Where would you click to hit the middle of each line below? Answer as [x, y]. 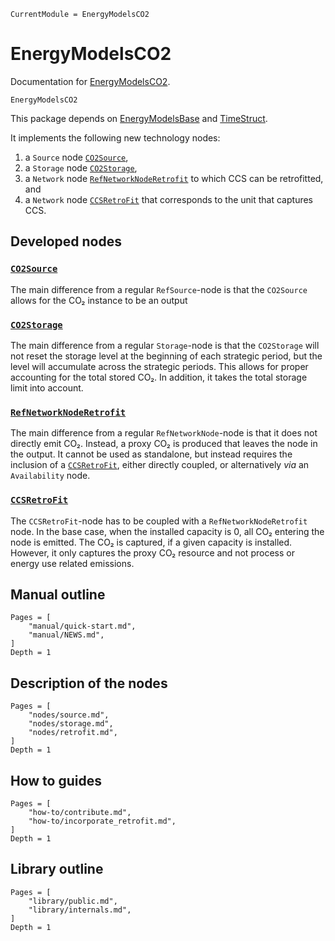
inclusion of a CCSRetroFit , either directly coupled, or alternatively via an [160, 465]
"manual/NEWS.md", [66, 635]
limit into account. [47, 387]
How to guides [56, 780]
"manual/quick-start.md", [82, 626]
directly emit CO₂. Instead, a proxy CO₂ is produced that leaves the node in [164, 444]
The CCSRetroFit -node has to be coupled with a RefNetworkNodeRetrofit [159, 521]
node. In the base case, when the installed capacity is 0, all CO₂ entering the [167, 531]
